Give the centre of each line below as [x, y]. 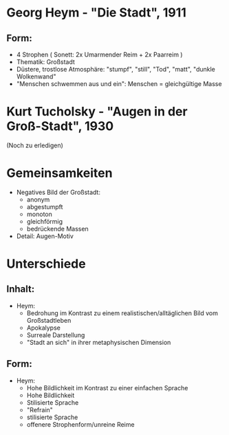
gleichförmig [45, 221]
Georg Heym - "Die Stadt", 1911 [97, 13]
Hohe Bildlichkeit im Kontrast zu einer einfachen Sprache [107, 388]
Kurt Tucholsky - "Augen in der [97, 112]
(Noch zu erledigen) [35, 145]
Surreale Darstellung [56, 335]
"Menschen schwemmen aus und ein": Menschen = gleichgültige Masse [119, 84]
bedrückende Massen [57, 229]
